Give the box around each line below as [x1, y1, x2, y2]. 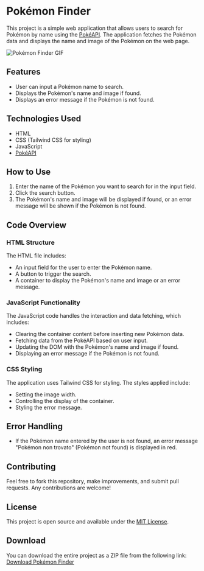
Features [6, 67, 41, 77]
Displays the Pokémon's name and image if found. [15, 89, 141, 97]
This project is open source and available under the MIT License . [6, 518, 169, 525]
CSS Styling [6, 365, 43, 374]
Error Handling [6, 421, 63, 432]
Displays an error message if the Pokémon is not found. [15, 96, 155, 103]
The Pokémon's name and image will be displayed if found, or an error [15, 196, 192, 203]
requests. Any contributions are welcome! [6, 484, 111, 491]
